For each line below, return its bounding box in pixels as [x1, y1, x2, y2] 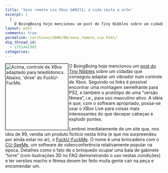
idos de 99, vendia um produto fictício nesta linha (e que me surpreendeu [5, 131, 156, 137]
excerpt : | [5, 12, 28, 17]
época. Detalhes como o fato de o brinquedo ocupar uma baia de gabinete [5, 147, 159, 153]
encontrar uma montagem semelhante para [69, 84, 158, 90]
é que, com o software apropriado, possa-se [69, 100, 161, 106]
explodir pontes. [69, 116, 102, 122]
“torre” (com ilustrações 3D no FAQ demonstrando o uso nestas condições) [5, 152, 161, 158]
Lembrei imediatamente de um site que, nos [69, 125, 159, 131]
